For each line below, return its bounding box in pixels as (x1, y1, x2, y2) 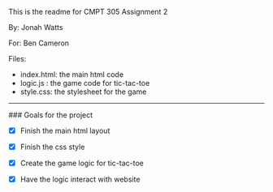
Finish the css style (19, 142, 85, 152)
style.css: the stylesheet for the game (19, 87, 147, 96)
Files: (8, 54, 27, 63)
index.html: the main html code (19, 70, 124, 79)
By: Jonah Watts (8, 23, 63, 32)
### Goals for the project (8, 110, 93, 120)
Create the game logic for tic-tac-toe (19, 158, 144, 169)
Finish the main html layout (19, 126, 110, 135)
